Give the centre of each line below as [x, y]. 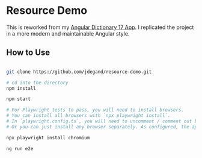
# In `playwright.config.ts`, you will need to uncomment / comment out [99, 121]
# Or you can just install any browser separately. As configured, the [98, 127]
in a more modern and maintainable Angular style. [68, 33]
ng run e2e [20, 148]
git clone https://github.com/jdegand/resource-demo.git [79, 72]
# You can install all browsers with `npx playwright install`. [88, 116]
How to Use [28, 53]
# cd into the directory [37, 83]
